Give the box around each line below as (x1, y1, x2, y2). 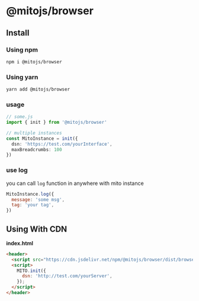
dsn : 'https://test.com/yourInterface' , (11, 141, 113, 147)
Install (6, 28, 30, 38)
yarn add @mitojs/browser (6, 87, 70, 92)
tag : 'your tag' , (11, 202, 54, 208)
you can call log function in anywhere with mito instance (6, 180, 144, 187)
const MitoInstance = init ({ (6, 135, 78, 142)
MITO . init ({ (17, 268, 46, 274)
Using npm (6, 46, 38, 54)
